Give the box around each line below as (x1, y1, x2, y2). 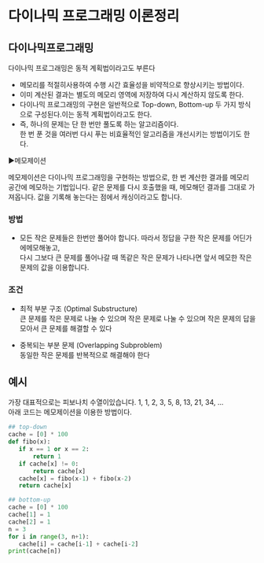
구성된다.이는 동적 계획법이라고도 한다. (34, 109, 152, 119)
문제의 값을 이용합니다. (19, 263, 90, 272)
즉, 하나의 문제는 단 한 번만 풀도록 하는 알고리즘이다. (19, 120, 179, 128)
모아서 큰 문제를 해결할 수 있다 (19, 324, 112, 333)
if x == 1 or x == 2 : (18, 446, 90, 454)
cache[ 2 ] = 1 (8, 517, 51, 526)
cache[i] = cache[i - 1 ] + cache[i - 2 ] (18, 540, 139, 548)
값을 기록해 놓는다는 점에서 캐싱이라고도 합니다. (37, 192, 182, 202)
